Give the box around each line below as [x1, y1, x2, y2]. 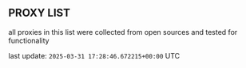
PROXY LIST [8, 6, 70, 20]
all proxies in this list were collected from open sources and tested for [8, 27, 238, 36]
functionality [8, 36, 50, 45]
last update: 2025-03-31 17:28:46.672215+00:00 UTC [8, 51, 181, 60]
